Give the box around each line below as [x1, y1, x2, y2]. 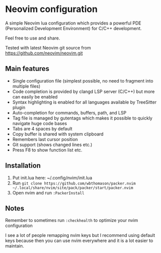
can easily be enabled [12, 93, 58, 99]
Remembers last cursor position [12, 136, 78, 142]
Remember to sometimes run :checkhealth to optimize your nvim [5, 217, 138, 223]
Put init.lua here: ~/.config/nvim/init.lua [12, 174, 92, 180]
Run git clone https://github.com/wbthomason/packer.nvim [12, 180, 136, 186]
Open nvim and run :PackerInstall [12, 189, 85, 195]
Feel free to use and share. [5, 35, 60, 41]
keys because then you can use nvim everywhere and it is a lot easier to [5, 237, 154, 243]
